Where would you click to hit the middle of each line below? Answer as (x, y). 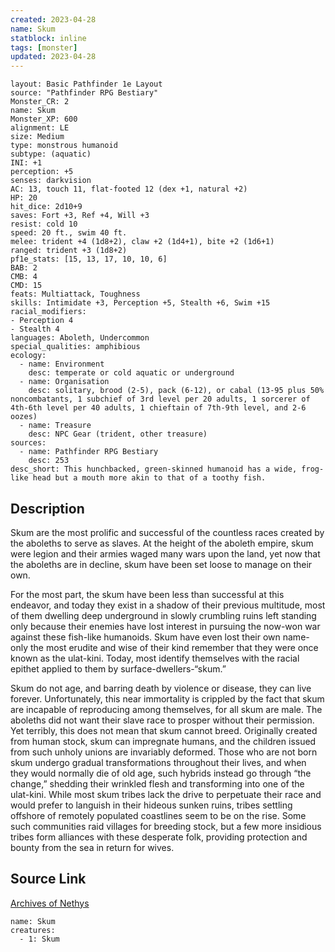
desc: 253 (49, 461)
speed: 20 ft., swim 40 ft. (69, 233)
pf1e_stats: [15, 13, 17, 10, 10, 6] (89, 259)
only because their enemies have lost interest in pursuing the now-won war (165, 626)
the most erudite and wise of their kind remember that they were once (174, 647)
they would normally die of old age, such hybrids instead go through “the (161, 773)
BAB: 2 (24, 268)
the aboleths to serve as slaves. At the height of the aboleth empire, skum (162, 543)
